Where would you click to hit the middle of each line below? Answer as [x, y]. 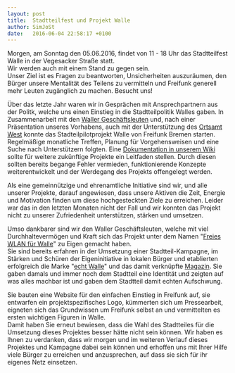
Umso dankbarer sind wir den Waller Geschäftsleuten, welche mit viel [108, 229]
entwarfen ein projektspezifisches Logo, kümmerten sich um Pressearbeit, [115, 303]
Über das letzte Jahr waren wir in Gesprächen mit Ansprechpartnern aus [113, 105]
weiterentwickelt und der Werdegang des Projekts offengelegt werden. [110, 172]
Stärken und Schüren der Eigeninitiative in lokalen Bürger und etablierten [113, 259]
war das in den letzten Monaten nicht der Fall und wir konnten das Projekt [114, 208]
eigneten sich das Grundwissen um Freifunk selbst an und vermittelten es [114, 310]
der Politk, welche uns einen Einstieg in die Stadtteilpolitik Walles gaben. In [115, 112]
